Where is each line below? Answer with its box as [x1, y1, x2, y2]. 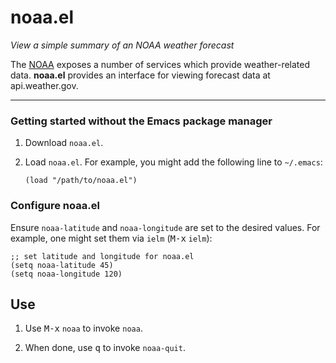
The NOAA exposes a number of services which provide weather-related [10, 58, 311, 70]
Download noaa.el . [24, 137, 104, 149]
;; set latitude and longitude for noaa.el [10, 251, 195, 261]
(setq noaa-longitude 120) [10, 269, 123, 279]
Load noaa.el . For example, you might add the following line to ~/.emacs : [24, 156, 323, 168]
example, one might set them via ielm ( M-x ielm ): [10, 232, 213, 244]
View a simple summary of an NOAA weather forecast [10, 39, 235, 51]
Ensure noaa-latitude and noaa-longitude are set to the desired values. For [10, 221, 321, 233]
